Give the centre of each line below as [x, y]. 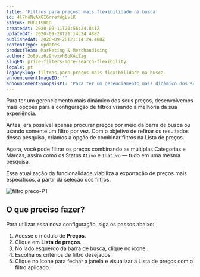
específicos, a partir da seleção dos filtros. [59, 180]
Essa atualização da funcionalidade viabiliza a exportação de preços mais [97, 173]
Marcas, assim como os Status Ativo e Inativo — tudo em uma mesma [93, 155]
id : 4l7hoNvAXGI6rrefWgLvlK [41, 17]
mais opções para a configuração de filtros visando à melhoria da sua [92, 107]
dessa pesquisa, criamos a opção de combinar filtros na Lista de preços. [95, 137]
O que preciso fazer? [46, 210]
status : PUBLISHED [29, 23]
